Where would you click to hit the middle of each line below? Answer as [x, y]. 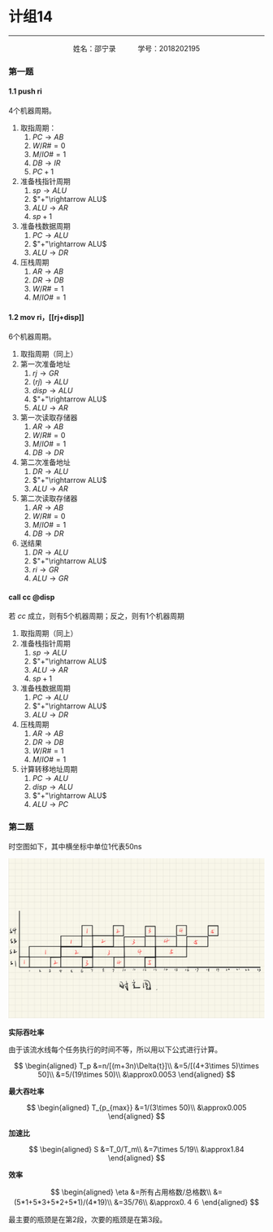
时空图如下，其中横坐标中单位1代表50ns [75, 846]
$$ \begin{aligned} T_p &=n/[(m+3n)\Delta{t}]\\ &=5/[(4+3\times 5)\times [136, 1066]
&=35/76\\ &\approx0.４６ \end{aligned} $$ [186, 1203]
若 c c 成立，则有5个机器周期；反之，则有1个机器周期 [96, 616]
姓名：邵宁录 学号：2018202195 [136, 48]
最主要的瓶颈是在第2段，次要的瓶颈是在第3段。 [88, 1220]
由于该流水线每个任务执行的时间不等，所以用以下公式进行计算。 [115, 1050]
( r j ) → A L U [50, 382]
